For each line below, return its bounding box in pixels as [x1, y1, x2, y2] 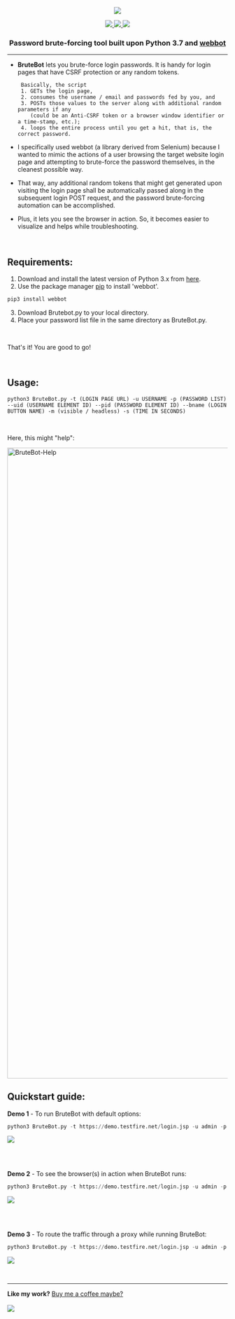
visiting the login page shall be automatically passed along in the [17, 186, 204, 195]
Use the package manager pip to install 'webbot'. [17, 282, 159, 291]
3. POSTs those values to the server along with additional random [20, 100, 222, 107]
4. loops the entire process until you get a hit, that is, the [20, 125, 212, 132]
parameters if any [17, 106, 71, 114]
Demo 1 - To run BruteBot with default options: [7, 1109, 141, 1118]
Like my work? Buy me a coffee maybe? [7, 1290, 124, 1298]
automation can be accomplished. [17, 201, 115, 210]
